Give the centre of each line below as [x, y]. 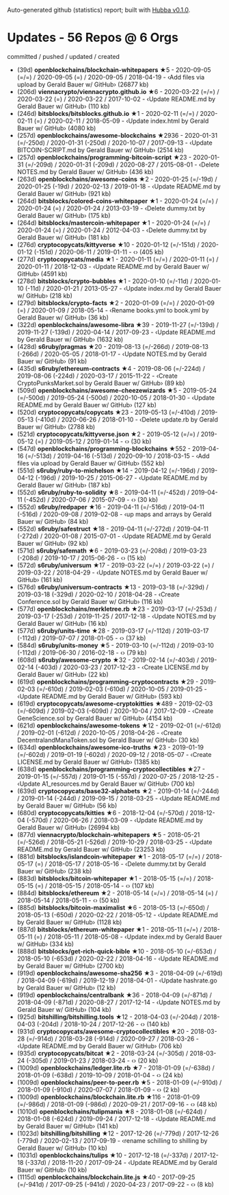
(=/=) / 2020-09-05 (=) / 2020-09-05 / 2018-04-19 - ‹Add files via [111, 77]
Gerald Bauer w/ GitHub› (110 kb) [64, 106]
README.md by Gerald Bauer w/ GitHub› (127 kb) [87, 405]
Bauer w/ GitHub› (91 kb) [52, 361]
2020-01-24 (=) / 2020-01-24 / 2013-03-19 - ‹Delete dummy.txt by [111, 208]
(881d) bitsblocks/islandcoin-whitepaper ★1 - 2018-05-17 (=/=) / [111, 856]
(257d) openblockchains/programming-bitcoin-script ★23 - [104, 157]
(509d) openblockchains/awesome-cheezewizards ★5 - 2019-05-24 [117, 390]
